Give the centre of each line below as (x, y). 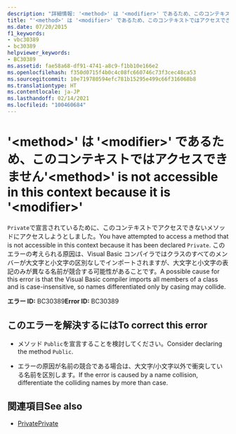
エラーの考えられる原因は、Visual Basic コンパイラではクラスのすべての (111, 254)
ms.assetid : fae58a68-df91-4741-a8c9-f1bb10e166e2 (83, 66)
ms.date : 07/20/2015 (38, 27)
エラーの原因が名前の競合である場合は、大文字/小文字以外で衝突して (117, 366)
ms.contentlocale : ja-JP (44, 92)
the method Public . (45, 351)
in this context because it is (89, 192)
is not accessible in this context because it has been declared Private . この (116, 245)
